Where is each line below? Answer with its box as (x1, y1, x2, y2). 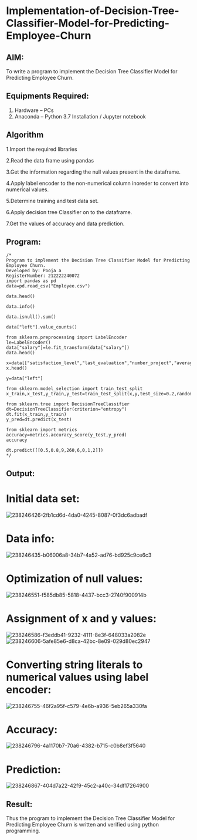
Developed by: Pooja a (6, 268, 62, 274)
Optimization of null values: (6, 572, 143, 585)
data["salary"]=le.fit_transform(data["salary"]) (6, 345, 130, 351)
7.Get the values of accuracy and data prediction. (6, 220, 125, 227)
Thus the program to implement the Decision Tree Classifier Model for (6, 815, 175, 822)
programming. (6, 827, 40, 834)
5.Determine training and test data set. (6, 197, 99, 204)
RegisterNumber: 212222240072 (6, 273, 80, 279)
